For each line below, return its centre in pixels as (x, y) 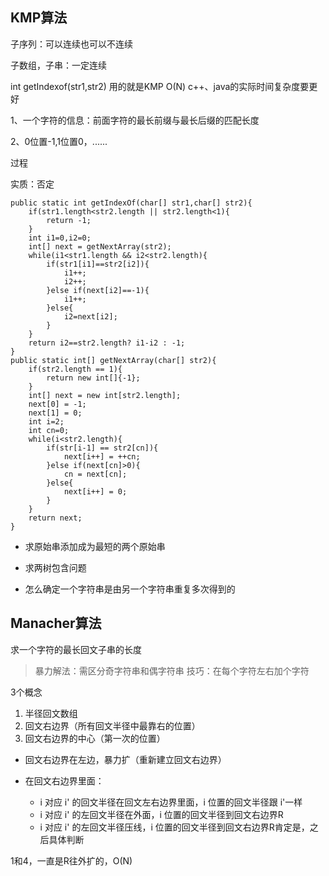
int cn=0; (49, 430)
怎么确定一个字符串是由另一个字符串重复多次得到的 (130, 589)
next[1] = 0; (55, 413)
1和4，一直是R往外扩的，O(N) (71, 860)
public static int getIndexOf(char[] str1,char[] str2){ (131, 203)
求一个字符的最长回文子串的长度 (76, 649)
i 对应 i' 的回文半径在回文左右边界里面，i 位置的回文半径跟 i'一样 (171, 802)
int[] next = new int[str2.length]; (105, 395)
